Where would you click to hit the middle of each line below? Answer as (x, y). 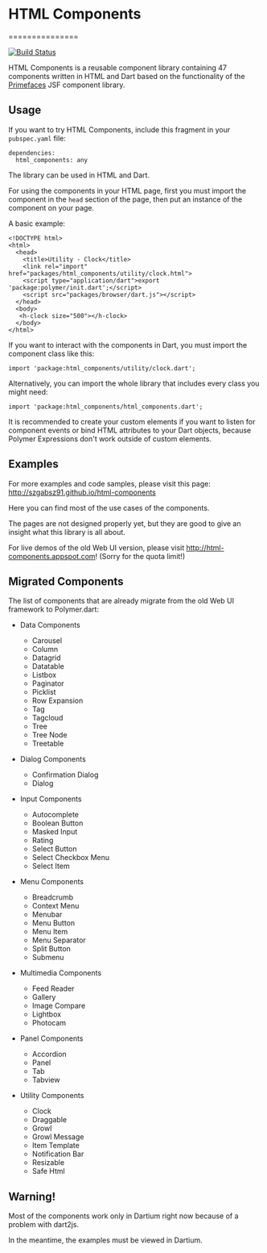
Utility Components (52, 1096)
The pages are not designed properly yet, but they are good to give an (125, 523)
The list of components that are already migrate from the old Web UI (121, 601)
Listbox (44, 675)
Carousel (47, 641)
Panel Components (51, 1038)
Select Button (54, 849)
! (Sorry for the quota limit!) (140, 556)
